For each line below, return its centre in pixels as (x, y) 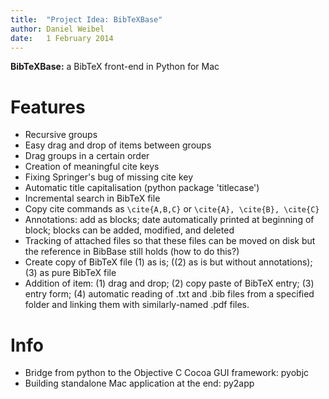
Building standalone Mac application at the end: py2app (139, 383)
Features (48, 107)
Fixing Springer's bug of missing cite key (109, 177)
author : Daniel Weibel (57, 29)
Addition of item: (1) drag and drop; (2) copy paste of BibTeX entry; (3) (169, 283)
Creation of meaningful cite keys (92, 167)
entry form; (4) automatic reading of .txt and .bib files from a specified (169, 294)
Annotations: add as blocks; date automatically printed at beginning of (169, 220)
